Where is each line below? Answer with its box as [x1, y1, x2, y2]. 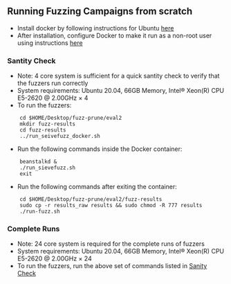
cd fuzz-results [19, 127, 67, 134]
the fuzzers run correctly [17, 79, 89, 87]
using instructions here [17, 38, 83, 47]
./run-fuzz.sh [19, 208, 60, 215]
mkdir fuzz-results [19, 121, 76, 127]
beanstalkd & [19, 159, 57, 166]
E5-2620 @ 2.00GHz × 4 [17, 94, 89, 103]
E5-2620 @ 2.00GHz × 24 [17, 254, 92, 263]
